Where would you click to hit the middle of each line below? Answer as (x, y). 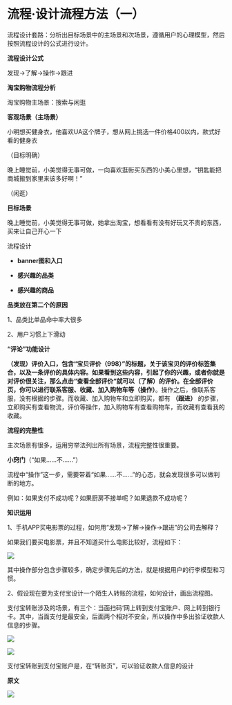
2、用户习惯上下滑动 (36, 334)
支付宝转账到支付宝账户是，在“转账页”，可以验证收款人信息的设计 (101, 666)
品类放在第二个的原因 (37, 305)
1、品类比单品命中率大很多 (45, 319)
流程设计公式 (25, 58)
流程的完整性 (25, 430)
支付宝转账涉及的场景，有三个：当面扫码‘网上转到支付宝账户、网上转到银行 (114, 607)
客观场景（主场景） (35, 117)
